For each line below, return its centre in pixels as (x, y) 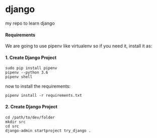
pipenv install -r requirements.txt (44, 96)
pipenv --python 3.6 (27, 73)
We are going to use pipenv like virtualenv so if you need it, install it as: (79, 46)
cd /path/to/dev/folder (30, 117)
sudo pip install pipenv (31, 68)
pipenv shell (19, 77)
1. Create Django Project (31, 57)
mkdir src (16, 122)
